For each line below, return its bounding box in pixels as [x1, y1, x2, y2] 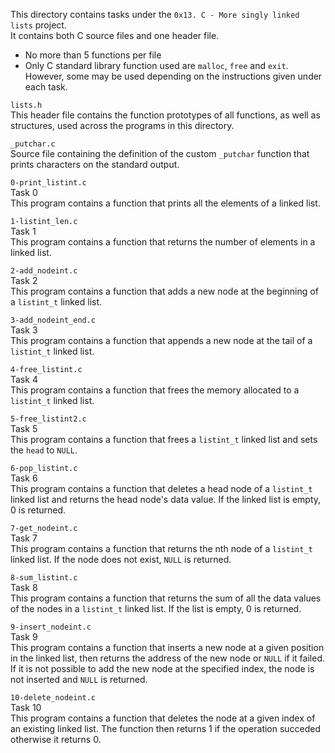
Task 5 [10, 423, 38, 434]
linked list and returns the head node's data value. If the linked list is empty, [10, 494, 322, 505]
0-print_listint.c [10, 178, 87, 188]
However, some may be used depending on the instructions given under [24, 70, 323, 82]
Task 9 [10, 631, 38, 643]
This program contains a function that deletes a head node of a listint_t [10, 483, 313, 494]
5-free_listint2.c [10, 414, 87, 424]
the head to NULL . [10, 444, 78, 456]
